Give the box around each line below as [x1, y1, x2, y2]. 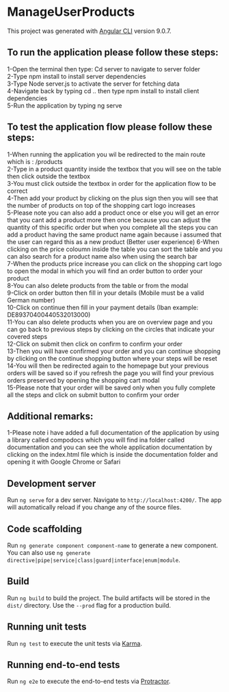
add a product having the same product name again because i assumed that [7, 230, 222, 239]
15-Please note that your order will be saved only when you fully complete [7, 383, 216, 392]
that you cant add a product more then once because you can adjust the [7, 215, 211, 224]
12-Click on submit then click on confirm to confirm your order [7, 339, 183, 348]
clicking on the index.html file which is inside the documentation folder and [7, 451, 218, 459]
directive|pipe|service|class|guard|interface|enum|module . [7, 556, 180, 564]
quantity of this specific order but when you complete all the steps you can [7, 223, 219, 231]
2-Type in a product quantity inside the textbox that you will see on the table [7, 165, 221, 173]
